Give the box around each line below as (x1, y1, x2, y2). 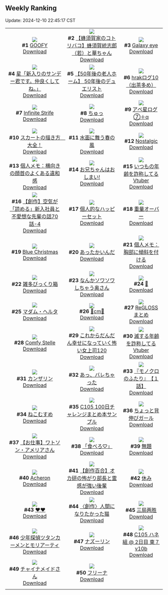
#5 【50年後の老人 (67, 70, 112, 77)
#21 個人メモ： (122, 241, 159, 248)
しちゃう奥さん (74, 284, 110, 291)
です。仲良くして (19, 78, 60, 85)
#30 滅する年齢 (122, 333, 159, 340)
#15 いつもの (122, 163, 154, 170)
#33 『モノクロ (122, 368, 159, 375)
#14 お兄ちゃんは (68, 166, 110, 173)
